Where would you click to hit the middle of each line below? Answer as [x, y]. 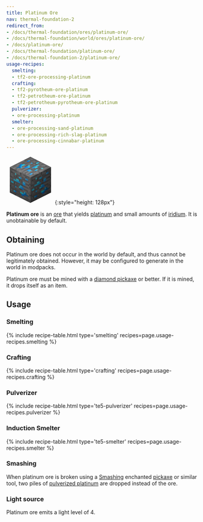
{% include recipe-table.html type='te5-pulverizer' [69, 406]
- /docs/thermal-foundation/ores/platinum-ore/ [68, 32]
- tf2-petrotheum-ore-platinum [51, 96]
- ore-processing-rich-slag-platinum [59, 135]
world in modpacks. [31, 267]
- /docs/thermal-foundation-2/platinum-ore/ [63, 58]
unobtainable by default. [37, 221]
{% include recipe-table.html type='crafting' [62, 370]
